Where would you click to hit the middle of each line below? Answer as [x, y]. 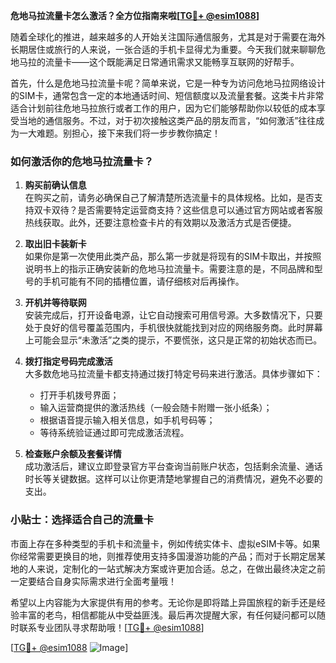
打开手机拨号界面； [79, 395]
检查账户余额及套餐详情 [73, 454]
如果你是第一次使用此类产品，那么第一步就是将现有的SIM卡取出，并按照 [173, 256]
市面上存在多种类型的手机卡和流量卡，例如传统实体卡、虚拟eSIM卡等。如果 [165, 543]
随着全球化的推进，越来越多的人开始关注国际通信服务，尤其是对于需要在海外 [168, 37]
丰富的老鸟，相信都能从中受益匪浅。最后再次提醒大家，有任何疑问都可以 [167, 615]
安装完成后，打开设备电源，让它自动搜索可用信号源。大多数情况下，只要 [173, 315]
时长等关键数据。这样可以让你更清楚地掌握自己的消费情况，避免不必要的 [173, 479]
